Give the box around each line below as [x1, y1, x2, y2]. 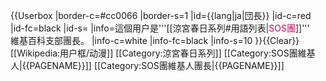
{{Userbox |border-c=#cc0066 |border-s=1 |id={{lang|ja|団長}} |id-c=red [10, 10, 312, 21]
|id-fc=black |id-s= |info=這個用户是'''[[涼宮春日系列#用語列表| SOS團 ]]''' [10, 22, 310, 34]
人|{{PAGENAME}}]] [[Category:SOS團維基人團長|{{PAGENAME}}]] [10, 60, 285, 71]
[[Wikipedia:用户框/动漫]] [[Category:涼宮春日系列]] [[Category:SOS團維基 [10, 47, 316, 59]
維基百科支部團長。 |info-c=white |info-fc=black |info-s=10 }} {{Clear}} [10, 35, 300, 46]
